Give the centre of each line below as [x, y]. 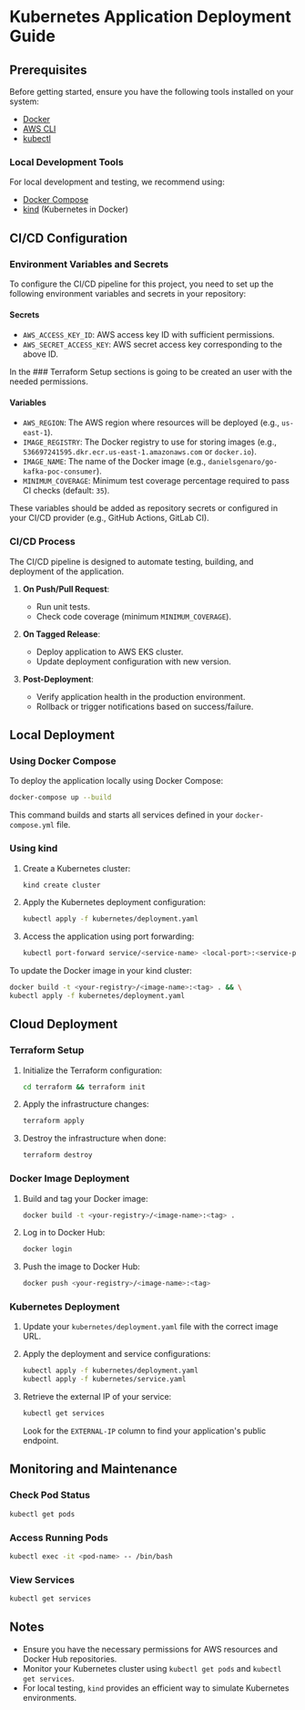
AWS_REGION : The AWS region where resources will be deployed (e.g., [151, 422]
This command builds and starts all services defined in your [122, 815]
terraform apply [53, 1121]
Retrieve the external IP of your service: [97, 1397]
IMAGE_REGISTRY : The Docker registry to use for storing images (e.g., [150, 442]
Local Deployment [62, 735]
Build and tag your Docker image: [85, 1198]
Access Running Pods [59, 1538]
